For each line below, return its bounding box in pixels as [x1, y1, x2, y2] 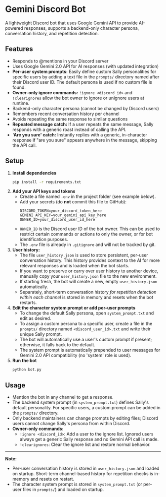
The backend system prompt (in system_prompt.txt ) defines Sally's [12, 399, 149, 405]
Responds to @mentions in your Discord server [12, 58, 109, 64]
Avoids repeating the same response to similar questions [12, 116, 128, 122]
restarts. [19, 300, 37, 306]
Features [5, 45, 33, 53]
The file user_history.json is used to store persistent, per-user [19, 252, 148, 258]
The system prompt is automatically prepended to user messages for [19, 347, 161, 353]
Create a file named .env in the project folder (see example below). [19, 193, 156, 199]
